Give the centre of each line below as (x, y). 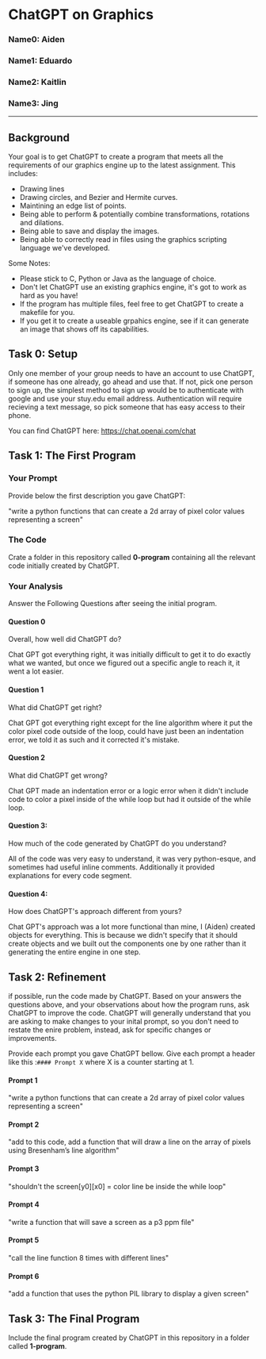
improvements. (32, 1038)
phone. (20, 415)
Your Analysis (36, 586)
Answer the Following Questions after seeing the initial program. (113, 604)
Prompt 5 (24, 1240)
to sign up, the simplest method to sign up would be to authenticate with (126, 390)
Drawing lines (42, 189)
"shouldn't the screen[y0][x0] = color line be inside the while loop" (117, 1186)
